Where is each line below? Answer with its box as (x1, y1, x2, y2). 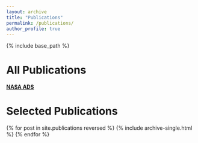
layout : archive (6, 8, 47, 15)
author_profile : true (6, 25, 61, 32)
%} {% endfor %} (6, 131, 50, 138)
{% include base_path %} (6, 42, 70, 49)
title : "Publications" (6, 14, 63, 21)
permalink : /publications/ (6, 20, 74, 26)
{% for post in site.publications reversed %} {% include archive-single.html (6, 124, 193, 132)
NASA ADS (6, 83, 34, 91)
